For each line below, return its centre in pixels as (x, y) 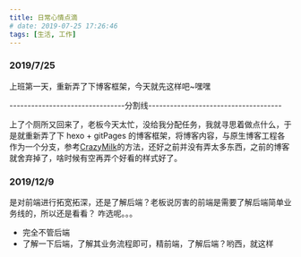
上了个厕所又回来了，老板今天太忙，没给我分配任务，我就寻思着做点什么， (146, 124)
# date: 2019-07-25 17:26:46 (64, 26)
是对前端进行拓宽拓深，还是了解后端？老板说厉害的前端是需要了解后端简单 (146, 201)
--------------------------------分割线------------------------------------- (146, 105)
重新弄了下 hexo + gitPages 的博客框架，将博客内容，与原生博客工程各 (155, 135)
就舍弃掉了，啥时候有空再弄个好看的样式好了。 (95, 158)
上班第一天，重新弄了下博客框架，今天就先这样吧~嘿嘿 (110, 86)
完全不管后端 (46, 232)
